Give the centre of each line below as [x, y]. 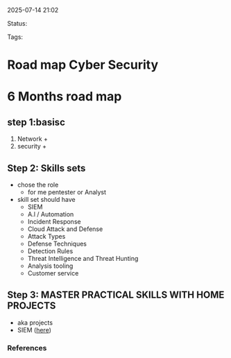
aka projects [35, 323]
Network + [33, 139]
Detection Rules [50, 251]
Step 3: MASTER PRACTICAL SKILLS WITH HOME [116, 295]
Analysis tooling [50, 266]
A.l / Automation [51, 214]
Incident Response [54, 222]
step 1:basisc [36, 122]
